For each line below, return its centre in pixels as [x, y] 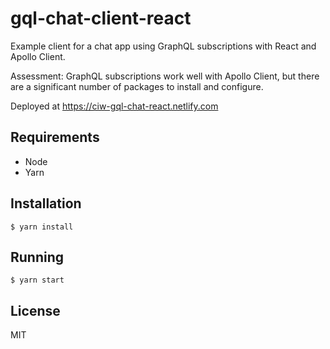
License [35, 310]
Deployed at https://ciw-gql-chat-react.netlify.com [114, 106]
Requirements [55, 137]
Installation [46, 203]
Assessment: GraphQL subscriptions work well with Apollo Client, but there [165, 76]
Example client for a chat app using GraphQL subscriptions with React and [163, 46]
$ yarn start [37, 280]
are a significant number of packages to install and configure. [137, 86]
